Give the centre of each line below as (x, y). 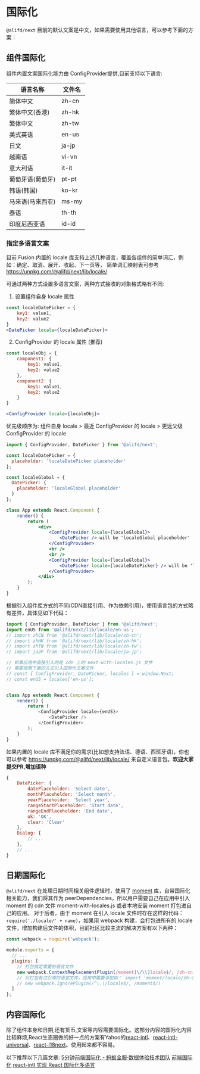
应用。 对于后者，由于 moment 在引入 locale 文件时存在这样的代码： (100, 913)
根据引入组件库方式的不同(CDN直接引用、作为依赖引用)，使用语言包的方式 (97, 605)
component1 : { (34, 359)
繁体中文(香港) (29, 112)
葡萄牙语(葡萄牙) (32, 179)
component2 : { (34, 381)
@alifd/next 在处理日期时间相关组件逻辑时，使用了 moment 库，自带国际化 (98, 891)
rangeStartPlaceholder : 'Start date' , (76, 805)
